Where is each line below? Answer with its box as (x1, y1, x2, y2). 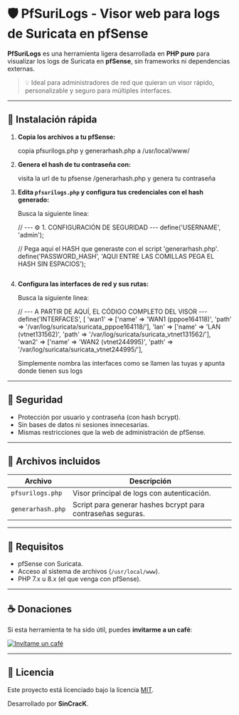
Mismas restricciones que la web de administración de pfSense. (17, 428, 206, 436)
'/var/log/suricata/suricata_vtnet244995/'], (17, 345, 144, 354)
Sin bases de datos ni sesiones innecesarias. (17, 420, 149, 428)
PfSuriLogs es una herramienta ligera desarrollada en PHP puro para (7, 49, 210, 58)
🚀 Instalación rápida (7, 113, 97, 125)
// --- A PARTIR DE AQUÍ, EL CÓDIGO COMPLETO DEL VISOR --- (17, 307, 208, 316)
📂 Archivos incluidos (7, 455, 101, 467)
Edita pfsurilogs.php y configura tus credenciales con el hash (17, 187, 204, 196)
